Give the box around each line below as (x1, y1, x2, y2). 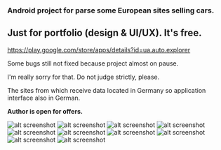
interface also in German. (7, 93, 81, 102)
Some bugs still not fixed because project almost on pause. (7, 59, 179, 68)
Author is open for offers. (7, 107, 83, 115)
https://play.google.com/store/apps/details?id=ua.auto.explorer (7, 45, 191, 54)
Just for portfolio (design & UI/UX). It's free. (7, 27, 202, 39)
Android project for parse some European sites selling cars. (7, 6, 215, 15)
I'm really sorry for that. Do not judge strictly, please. (7, 73, 160, 81)
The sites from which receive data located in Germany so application (7, 86, 206, 94)
